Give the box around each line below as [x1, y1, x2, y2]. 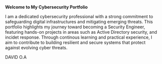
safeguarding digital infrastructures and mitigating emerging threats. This [5, 19, 153, 24]
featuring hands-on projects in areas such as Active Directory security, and [5, 29, 157, 35]
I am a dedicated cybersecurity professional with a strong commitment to [5, 14, 153, 19]
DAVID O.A [5, 54, 27, 60]
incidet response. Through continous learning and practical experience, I [5, 34, 152, 40]
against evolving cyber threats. [5, 45, 68, 50]
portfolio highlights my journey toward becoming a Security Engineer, [5, 24, 145, 30]
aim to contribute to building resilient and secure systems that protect [5, 40, 146, 45]
